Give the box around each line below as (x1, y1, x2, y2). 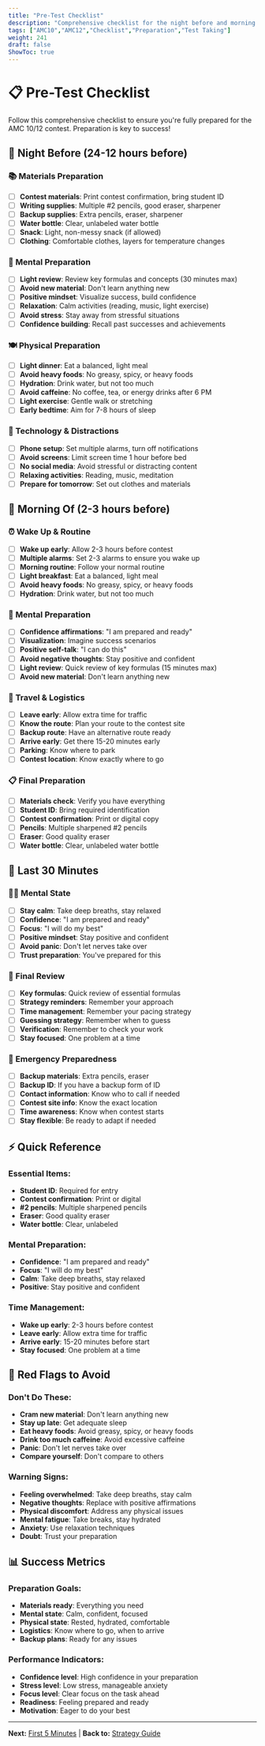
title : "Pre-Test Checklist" (8, 11, 104, 20)
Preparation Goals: (8, 1583, 82, 1594)
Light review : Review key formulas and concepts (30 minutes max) (19, 274, 238, 284)
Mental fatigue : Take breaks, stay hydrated (19, 1515, 161, 1524)
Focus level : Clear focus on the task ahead (19, 1688, 160, 1699)
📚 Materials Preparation (8, 171, 104, 182)
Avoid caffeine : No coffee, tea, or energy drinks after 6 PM (19, 388, 212, 397)
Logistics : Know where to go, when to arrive (19, 1626, 165, 1635)
